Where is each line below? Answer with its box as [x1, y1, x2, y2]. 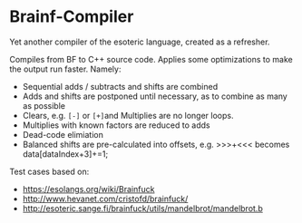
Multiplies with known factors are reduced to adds [22, 120, 210, 131]
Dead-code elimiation [22, 129, 104, 140]
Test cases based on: [9, 166, 90, 177]
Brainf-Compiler [9, 6, 134, 27]
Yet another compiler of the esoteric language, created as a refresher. [9, 36, 270, 47]
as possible [22, 100, 66, 111]
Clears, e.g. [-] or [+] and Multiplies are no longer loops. [22, 110, 234, 121]
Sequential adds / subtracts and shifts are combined [22, 81, 219, 92]
